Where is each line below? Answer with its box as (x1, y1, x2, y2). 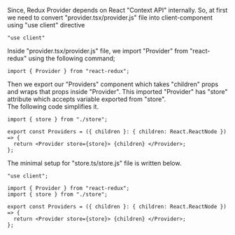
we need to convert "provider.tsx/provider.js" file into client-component (7, 13, 213, 22)
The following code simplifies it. (7, 102, 99, 111)
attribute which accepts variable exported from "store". (7, 95, 166, 103)
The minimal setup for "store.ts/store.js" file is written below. (7, 159, 182, 167)
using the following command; (28, 54, 115, 62)
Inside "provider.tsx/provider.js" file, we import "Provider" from (7, 47, 189, 55)
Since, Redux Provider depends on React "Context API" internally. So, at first (7, 6, 228, 14)
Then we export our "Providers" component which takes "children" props (7, 80, 219, 88)
